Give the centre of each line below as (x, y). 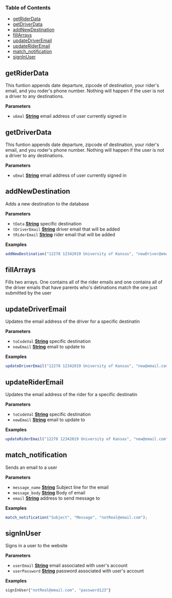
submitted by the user (28, 293)
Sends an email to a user (31, 467)
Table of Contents (28, 8)
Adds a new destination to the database (47, 203)
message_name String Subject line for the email (61, 487)
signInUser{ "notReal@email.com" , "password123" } (58, 590)
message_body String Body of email (49, 492)
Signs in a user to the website (37, 546)
